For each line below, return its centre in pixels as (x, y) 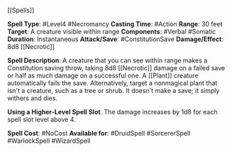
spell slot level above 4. (42, 119)
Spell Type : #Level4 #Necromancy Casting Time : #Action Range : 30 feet (115, 24)
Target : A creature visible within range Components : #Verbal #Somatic (112, 32)
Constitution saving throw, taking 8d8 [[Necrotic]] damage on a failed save (116, 68)
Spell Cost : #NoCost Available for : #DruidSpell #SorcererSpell (99, 133)
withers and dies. (33, 98)
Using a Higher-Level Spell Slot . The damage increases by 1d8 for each (112, 112)
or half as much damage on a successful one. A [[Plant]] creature (103, 75)
